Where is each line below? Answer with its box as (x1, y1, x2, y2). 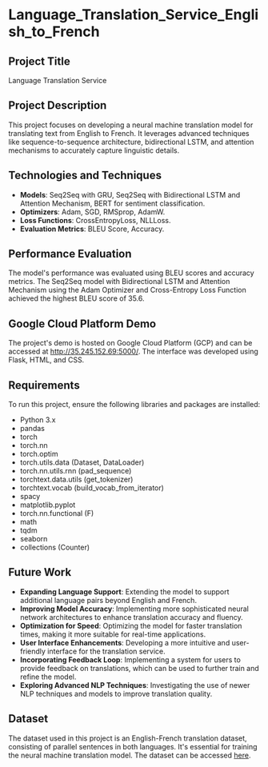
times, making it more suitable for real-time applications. (19, 629, 206, 639)
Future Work (8, 565, 72, 579)
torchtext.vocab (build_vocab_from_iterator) (19, 483, 164, 493)
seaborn (19, 534, 48, 544)
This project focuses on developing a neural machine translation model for (8, 120, 254, 130)
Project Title (8, 54, 70, 68)
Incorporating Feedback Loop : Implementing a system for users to (19, 654, 242, 665)
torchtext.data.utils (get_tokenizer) (19, 474, 134, 485)
